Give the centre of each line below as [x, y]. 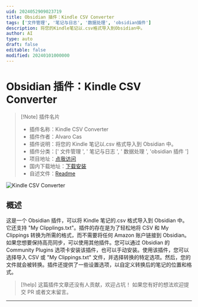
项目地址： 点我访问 [53, 159]
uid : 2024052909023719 [34, 12]
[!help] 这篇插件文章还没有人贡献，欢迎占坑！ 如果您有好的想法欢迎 [102, 285]
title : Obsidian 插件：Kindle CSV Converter [60, 17]
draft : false [22, 45]
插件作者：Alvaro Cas [56, 136]
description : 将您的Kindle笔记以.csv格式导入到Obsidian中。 [76, 28]
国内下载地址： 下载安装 [58, 166]
